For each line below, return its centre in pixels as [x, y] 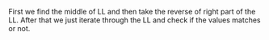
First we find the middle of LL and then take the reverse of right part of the [132, 12]
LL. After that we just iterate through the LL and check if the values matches [134, 20]
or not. [19, 28]
